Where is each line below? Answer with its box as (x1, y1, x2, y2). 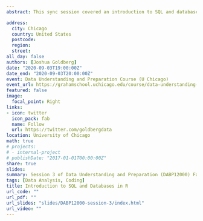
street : (11, 48, 31, 54)
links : (6, 104, 23, 110)
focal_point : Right (11, 99, 61, 105)
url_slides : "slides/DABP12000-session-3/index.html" (6, 200, 145, 206)
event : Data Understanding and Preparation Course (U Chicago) (6, 76, 169, 82)
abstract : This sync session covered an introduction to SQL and (6, 8, 174, 15)
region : (11, 42, 31, 48)
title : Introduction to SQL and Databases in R (6, 183, 129, 190)
